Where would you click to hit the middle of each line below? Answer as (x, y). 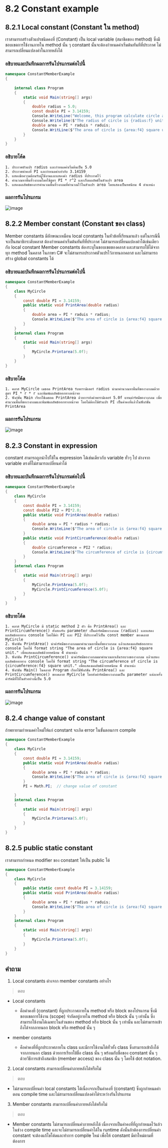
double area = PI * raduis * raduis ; (71, 125)
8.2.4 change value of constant (55, 718)
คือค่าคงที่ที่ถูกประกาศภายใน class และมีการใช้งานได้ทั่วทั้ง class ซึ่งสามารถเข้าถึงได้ (89, 1047)
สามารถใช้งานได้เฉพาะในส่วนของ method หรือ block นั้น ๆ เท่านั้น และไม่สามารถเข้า (91, 1022)
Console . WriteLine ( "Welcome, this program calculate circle (96, 116)
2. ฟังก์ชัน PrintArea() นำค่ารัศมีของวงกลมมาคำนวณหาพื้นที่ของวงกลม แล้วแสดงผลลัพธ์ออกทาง (79, 644)
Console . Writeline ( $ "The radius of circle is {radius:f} (92, 121)
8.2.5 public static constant (49, 848)
